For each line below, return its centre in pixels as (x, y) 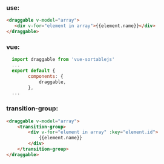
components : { (46, 76)
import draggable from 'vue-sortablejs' (63, 60)
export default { (34, 71)
